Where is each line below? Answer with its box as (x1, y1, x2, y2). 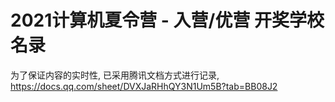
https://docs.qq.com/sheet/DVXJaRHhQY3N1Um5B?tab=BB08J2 (10, 80, 278, 92)
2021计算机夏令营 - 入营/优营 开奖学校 (10, 9, 325, 32)
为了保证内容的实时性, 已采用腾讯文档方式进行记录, (10, 69, 220, 81)
